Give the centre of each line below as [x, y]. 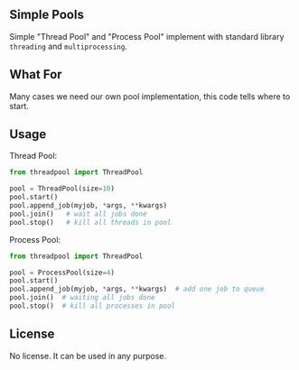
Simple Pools [47, 15]
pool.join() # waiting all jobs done [82, 298]
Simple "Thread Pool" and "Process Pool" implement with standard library [147, 36]
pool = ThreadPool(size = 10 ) [62, 189]
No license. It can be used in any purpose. [88, 356]
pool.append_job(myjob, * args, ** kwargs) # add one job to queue [137, 289]
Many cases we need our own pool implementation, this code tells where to [150, 96]
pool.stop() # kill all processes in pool [93, 306]
